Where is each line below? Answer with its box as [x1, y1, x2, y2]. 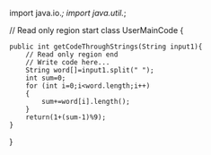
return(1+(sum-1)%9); [25, 113, 106, 122]
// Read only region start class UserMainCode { [9, 25, 184, 35]
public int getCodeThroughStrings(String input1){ [9, 42, 203, 51]
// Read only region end [25, 50, 119, 59]
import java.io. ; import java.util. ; [9, 8, 127, 18]
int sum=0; [25, 73, 66, 82]
